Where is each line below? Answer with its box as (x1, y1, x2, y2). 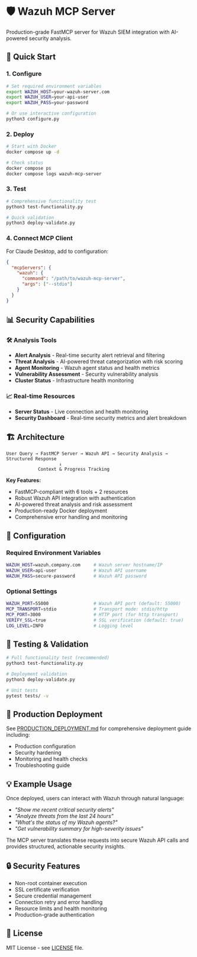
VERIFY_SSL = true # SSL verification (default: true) (6, 617, 184, 623)
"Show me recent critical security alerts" (14, 806, 114, 813)
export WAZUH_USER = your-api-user (6, 94, 89, 100)
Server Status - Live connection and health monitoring (14, 408, 149, 415)
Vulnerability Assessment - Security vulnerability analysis (14, 370, 159, 378)
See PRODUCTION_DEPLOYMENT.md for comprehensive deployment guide (6, 725, 192, 732)
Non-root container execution (14, 879, 88, 886)
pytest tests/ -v (6, 693, 49, 699)
